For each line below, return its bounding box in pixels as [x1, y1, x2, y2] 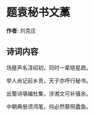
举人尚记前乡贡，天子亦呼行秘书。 [6, 77, 92, 84]
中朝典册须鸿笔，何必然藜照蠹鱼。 [6, 103, 92, 110]
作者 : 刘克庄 [6, 27, 36, 34]
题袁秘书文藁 [6, 5, 71, 20]
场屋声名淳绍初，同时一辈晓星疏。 [6, 63, 92, 71]
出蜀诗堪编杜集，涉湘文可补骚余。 [6, 90, 92, 97]
